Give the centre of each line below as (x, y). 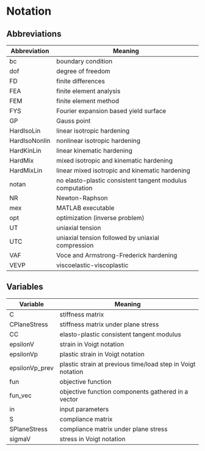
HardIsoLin (25, 131)
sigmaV (20, 439)
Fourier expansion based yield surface (111, 111)
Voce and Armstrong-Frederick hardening (117, 255)
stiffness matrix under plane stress (109, 324)
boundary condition (85, 61)
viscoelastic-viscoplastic (92, 265)
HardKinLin (25, 151)
